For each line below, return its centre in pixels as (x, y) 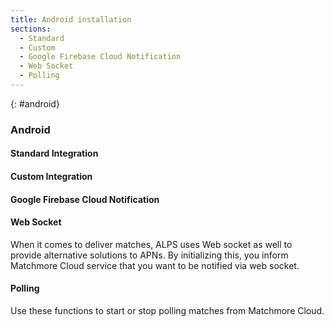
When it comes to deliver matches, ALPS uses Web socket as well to (151, 244)
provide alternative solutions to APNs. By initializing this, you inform (149, 255)
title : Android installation (71, 19)
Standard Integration (54, 153)
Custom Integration (51, 176)
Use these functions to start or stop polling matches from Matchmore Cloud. (167, 310)
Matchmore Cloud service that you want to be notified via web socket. (155, 265)
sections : (31, 29)
